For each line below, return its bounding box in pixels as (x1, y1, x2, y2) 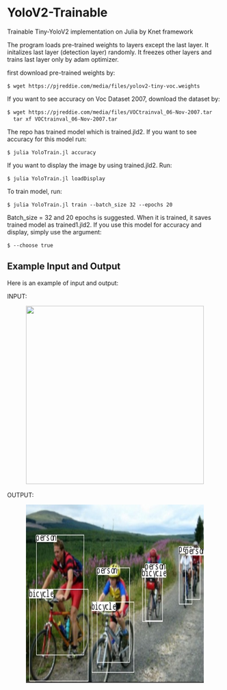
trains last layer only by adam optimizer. (7, 55, 120, 63)
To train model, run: (7, 187, 63, 195)
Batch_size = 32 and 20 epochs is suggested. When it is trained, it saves (7, 213, 212, 221)
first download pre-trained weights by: (7, 69, 116, 77)
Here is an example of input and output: (7, 279, 119, 287)
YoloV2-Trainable (7, 5, 108, 21)
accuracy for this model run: (7, 135, 87, 143)
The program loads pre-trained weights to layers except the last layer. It (7, 40, 209, 49)
